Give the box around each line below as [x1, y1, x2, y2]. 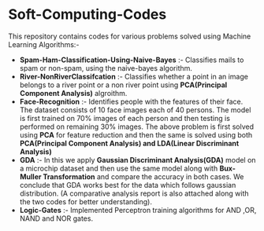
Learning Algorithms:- [8, 39, 80, 49]
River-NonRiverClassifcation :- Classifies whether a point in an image [19, 71, 248, 81]
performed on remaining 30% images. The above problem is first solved [19, 122, 255, 131]
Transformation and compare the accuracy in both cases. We [43, 171, 244, 181]
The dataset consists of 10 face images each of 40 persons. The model [19, 104, 251, 115]
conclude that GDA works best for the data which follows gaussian [19, 180, 236, 189]
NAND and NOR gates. [19, 214, 93, 223]
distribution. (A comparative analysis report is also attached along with [19, 189, 250, 198]
